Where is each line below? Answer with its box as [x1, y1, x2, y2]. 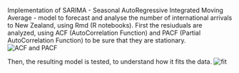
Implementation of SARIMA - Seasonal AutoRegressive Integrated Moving [7, 6, 223, 14]
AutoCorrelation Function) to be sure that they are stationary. [7, 36, 187, 45]
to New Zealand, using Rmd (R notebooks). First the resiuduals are [7, 21, 203, 29]
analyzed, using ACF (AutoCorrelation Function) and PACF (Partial [7, 28, 201, 37]
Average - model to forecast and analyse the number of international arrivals [7, 13, 233, 22]
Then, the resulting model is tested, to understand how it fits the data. [7, 57, 213, 66]
